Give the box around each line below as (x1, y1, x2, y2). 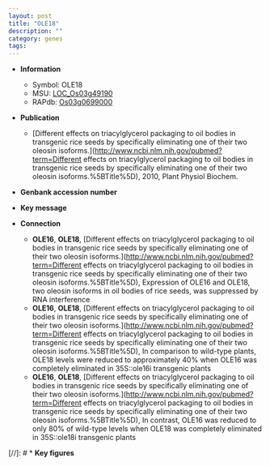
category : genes (8, 34, 63, 43)
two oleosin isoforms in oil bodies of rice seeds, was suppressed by (32, 286, 259, 296)
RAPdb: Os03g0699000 (32, 97, 113, 107)
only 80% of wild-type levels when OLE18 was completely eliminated (32, 424, 263, 434)
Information (19, 64, 61, 74)
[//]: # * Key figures (8, 448, 74, 458)
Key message (19, 203, 67, 213)
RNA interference (32, 295, 91, 305)
